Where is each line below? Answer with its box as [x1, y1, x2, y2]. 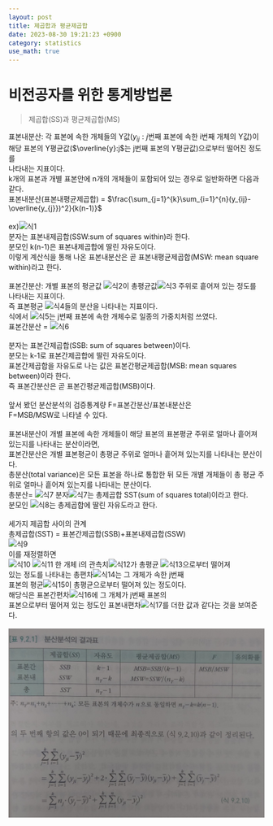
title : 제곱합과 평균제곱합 [8, 21, 88, 30]
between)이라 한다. [8, 371, 71, 380]
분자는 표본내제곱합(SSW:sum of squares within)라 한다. [8, 232, 191, 241]
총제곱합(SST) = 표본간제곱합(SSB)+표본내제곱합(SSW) [8, 528, 186, 538]
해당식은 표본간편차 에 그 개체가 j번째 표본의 [8, 589, 167, 599]
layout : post [8, 13, 53, 21]
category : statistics [8, 39, 82, 47]
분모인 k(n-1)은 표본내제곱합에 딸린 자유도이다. [8, 241, 156, 251]
